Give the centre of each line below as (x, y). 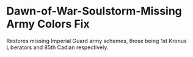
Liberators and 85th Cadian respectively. (57, 47)
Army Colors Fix (48, 24)
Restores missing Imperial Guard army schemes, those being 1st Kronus (97, 41)
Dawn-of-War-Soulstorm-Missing (94, 11)
